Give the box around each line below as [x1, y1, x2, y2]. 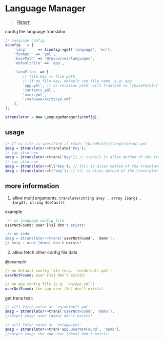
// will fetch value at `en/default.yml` [5, 304, 91, 309]
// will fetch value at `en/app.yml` [5, 322, 82, 327]
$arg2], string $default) [12, 200, 65, 205]
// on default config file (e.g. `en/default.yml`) [5, 268, 112, 274]
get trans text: [5, 295, 33, 301]
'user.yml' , [22, 92, 47, 97]
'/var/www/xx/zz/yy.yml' [22, 97, 73, 102]
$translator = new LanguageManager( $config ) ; [5, 115, 99, 120]
